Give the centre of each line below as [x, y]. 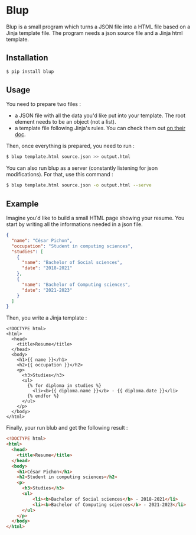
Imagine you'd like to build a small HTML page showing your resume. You [95, 218]
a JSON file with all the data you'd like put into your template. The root [100, 115]
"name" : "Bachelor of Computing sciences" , [76, 285]
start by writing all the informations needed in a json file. [74, 224]
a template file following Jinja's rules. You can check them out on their [100, 128]
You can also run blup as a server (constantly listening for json [82, 168]
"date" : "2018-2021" [47, 268]
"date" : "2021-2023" [47, 290]
